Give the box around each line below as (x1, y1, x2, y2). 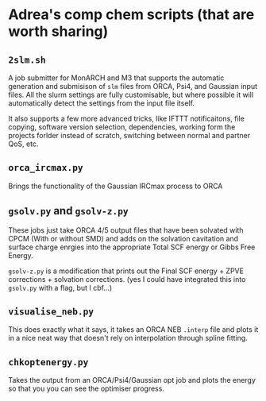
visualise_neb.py (8, 306, 94, 318)
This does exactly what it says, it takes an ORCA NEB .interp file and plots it (8, 325, 259, 334)
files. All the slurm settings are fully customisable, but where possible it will (8, 90, 254, 99)
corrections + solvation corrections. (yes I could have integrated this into (8, 274, 246, 283)
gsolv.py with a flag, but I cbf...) (8, 283, 113, 292)
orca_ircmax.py (8, 162, 83, 174)
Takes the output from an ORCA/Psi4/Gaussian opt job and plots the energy (8, 376, 256, 385)
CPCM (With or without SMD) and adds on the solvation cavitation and (8, 233, 239, 243)
